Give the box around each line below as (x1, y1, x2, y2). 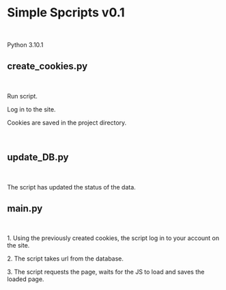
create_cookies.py (7, 60, 88, 72)
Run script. (7, 92, 38, 100)
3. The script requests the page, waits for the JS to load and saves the (7, 268, 205, 276)
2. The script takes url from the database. (7, 254, 124, 263)
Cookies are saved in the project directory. (7, 118, 127, 127)
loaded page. (7, 275, 44, 283)
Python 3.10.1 (7, 40, 44, 49)
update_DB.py (7, 152, 70, 163)
